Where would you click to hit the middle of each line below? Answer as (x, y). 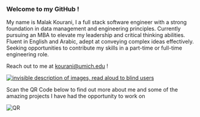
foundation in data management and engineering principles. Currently (94, 28)
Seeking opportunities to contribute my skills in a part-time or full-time (94, 48)
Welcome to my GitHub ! (43, 9)
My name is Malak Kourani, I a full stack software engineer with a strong (97, 22)
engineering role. (28, 55)
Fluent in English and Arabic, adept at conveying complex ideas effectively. (100, 42)
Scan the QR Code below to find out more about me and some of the (92, 90)
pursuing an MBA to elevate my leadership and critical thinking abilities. (96, 35)
